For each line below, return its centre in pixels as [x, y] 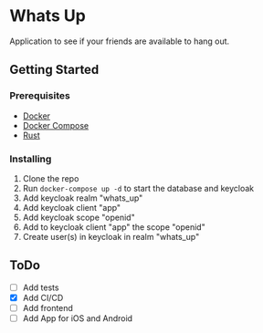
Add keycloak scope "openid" [79, 217]
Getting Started [54, 70]
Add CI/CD [43, 297]
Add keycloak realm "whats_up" [83, 198]
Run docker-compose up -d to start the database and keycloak [138, 188]
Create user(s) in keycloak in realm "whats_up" [111, 236]
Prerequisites [40, 96]
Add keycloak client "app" [72, 207]
